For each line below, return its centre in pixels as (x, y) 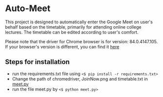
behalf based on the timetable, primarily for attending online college (73, 27)
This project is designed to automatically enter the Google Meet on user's (79, 22)
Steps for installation (37, 62)
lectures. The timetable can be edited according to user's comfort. (72, 32)
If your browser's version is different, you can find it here (62, 47)
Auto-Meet (28, 8)
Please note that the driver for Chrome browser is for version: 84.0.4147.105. (81, 41)
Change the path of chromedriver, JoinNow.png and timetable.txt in (80, 79)
